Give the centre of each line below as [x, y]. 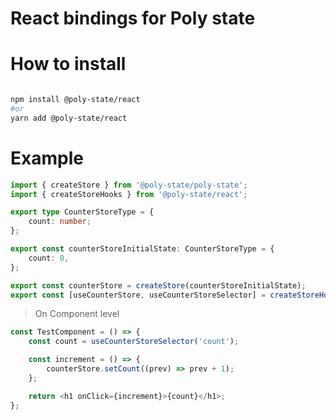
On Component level [77, 314]
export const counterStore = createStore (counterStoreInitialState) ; [158, 285]
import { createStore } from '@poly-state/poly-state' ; [129, 185]
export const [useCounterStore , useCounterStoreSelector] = [138, 295]
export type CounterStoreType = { [82, 212]
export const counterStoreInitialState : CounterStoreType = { [142, 249]
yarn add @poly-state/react [69, 118]
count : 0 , [49, 258]
